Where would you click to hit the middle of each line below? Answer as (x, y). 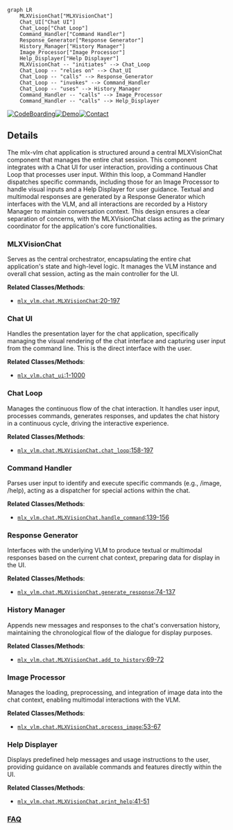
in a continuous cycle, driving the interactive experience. (88, 423)
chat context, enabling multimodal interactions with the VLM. (94, 700)
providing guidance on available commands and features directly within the (114, 767)
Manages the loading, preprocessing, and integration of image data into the (115, 692)
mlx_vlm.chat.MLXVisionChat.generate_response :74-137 (96, 592)
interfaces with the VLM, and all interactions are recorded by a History (107, 204)
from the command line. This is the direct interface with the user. (100, 348)
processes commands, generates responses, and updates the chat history (113, 415)
